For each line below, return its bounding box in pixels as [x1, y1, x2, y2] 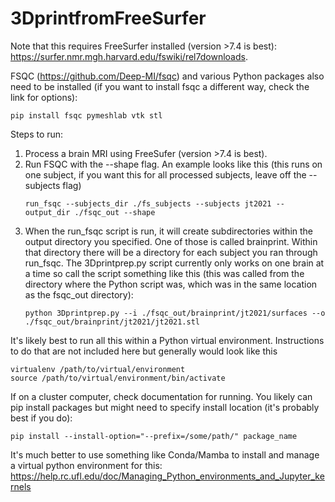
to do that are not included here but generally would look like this [10, 345, 278, 357]
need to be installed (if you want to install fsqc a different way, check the [10, 80, 310, 92]
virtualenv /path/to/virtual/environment [10, 364, 186, 374]
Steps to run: [10, 128, 64, 140]
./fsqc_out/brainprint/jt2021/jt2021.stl [24, 317, 200, 327]
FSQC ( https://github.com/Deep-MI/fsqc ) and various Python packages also [10, 70, 325, 82]
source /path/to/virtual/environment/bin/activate [10, 373, 226, 383]
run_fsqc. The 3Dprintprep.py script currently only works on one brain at [24, 257, 325, 269]
